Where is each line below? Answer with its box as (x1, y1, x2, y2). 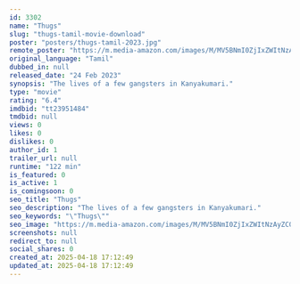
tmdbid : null (9, 112, 58, 121)
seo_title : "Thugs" (9, 195, 82, 205)
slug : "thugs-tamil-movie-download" (9, 29, 146, 38)
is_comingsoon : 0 (9, 187, 74, 196)
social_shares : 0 (9, 245, 74, 254)
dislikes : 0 (9, 137, 54, 146)
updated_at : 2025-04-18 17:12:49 (9, 262, 134, 271)
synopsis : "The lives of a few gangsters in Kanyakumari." (9, 79, 234, 88)
